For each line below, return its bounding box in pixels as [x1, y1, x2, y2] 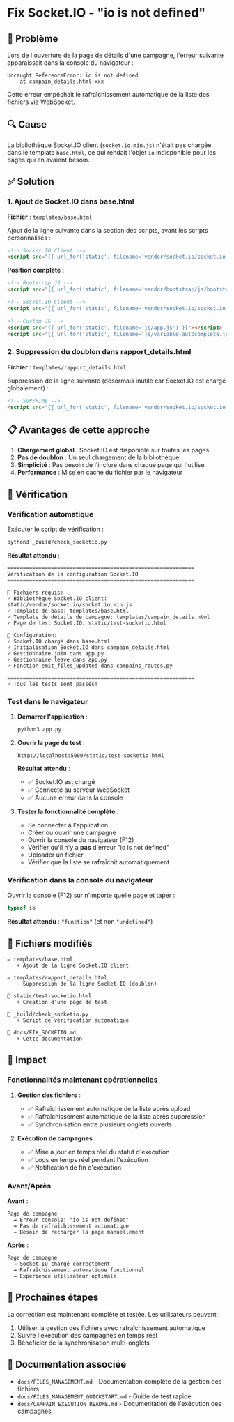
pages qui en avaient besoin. [7, 155, 91, 164]
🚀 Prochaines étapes [7, 1292, 99, 1303]
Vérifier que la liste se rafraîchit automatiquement [27, 857, 170, 866]
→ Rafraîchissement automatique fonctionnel [13, 1267, 145, 1274]
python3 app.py [17, 726, 62, 733]
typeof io [7, 905, 36, 912]
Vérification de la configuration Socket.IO [7, 570, 139, 578]
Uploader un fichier [27, 850, 84, 859]
